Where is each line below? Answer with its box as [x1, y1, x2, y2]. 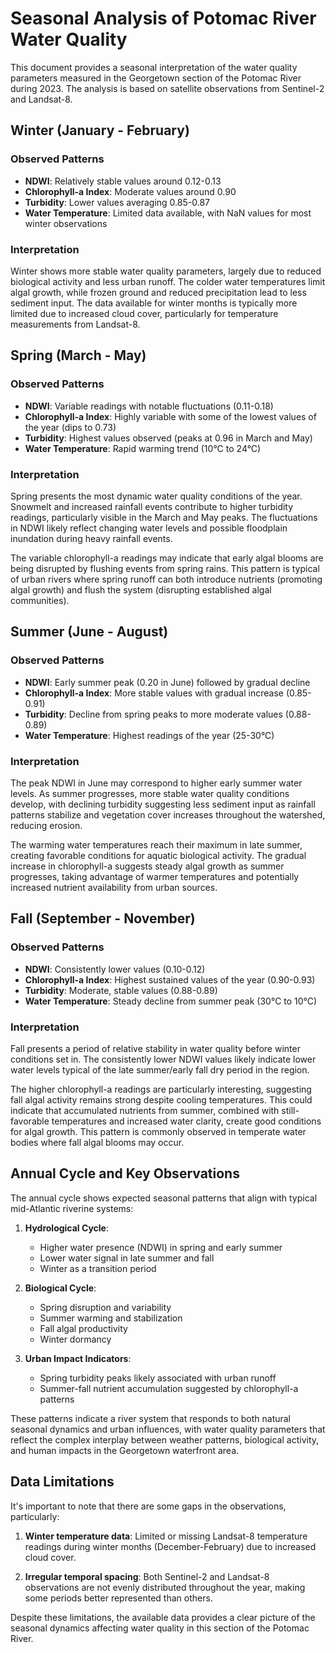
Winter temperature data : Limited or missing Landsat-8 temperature [24, 1530, 308, 1542]
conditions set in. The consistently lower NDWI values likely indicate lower [10, 1053, 317, 1065]
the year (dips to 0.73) [24, 421, 117, 433]
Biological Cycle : [24, 1282, 97, 1294]
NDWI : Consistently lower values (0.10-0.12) [24, 963, 206, 975]
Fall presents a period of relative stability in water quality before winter [10, 1042, 301, 1054]
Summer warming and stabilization [39, 1312, 183, 1324]
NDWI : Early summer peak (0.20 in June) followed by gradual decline [24, 676, 311, 688]
